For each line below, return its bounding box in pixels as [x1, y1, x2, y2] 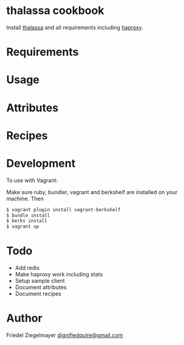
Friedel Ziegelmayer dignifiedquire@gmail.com [6, 332, 123, 338]
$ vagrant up [6, 223, 39, 230]
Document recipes [15, 290, 62, 298]
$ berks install [6, 218, 47, 224]
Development [6, 156, 76, 170]
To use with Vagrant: [6, 176, 58, 184]
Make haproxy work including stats [15, 271, 103, 278]
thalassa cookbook [6, 4, 104, 18]
